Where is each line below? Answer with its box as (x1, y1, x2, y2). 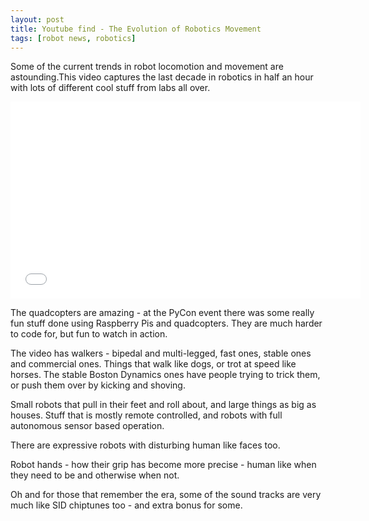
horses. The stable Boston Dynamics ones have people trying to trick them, (10, 369, 321, 381)
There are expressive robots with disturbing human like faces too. (10, 439, 281, 451)
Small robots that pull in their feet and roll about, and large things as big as (10, 399, 317, 411)
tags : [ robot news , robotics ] (10, 33, 137, 43)
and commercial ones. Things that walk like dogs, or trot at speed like (10, 358, 297, 370)
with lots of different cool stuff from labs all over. (10, 82, 211, 94)
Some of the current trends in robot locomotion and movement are (10, 61, 284, 73)
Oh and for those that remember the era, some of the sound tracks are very (10, 489, 322, 501)
